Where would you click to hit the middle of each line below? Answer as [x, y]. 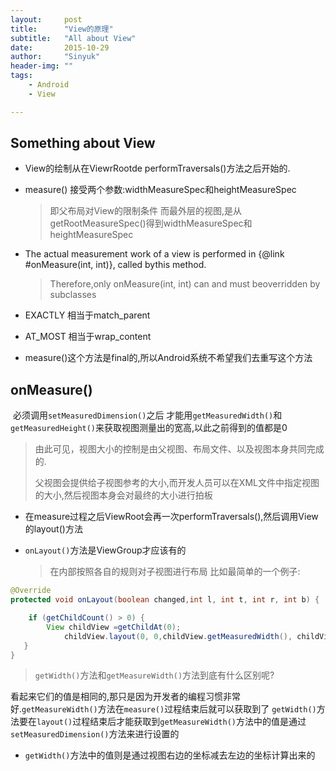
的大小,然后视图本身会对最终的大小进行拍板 [123, 495]
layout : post [46, 19]
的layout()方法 [53, 529]
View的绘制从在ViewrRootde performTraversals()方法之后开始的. [157, 168]
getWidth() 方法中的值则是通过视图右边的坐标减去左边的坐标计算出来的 [170, 755]
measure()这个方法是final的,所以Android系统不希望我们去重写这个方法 [168, 358]
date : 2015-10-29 [60, 47]
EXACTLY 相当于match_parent [87, 315]
